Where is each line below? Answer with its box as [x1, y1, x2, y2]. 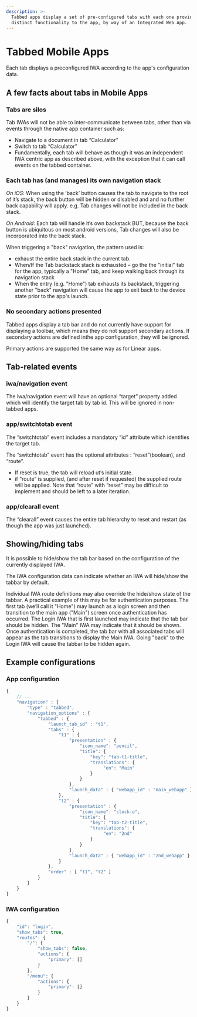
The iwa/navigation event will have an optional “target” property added [6, 393, 177, 400]
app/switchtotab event [6, 420, 73, 428]
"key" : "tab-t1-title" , [90, 754, 148, 760]
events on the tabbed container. [14, 161, 92, 169]
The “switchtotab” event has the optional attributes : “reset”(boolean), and [6, 451, 185, 458]
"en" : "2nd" [103, 831, 133, 837]
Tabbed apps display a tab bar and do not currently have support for [6, 321, 172, 328]
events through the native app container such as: [6, 125, 125, 132]
